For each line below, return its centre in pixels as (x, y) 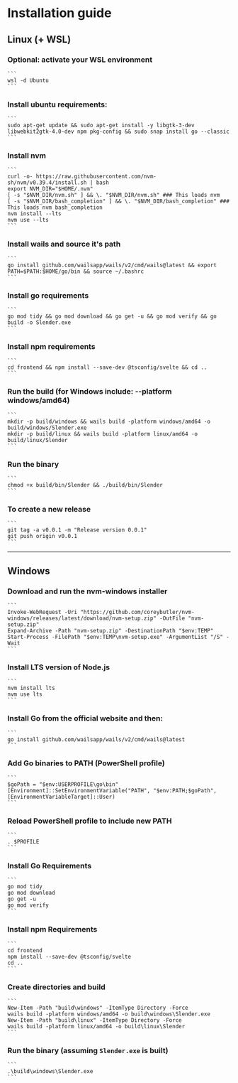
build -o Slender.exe (39, 323)
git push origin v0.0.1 (42, 537)
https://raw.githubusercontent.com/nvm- (96, 177)
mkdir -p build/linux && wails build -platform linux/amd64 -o (103, 434)
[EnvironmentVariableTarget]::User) (61, 797)
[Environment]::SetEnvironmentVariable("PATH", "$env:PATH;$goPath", (112, 790)
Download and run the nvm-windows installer (87, 591)
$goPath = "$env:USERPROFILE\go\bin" (63, 784)
